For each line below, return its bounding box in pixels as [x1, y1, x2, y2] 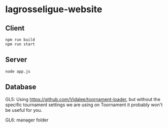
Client [5, 24, 25, 33]
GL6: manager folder [5, 117, 49, 123]
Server [5, 55, 27, 64]
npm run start [5, 42, 36, 47]
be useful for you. [5, 107, 42, 113]
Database [5, 83, 37, 91]
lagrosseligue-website [5, 4, 103, 15]
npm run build [5, 37, 36, 42]
